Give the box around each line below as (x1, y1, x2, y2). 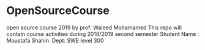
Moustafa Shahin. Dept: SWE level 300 (6, 37, 104, 44)
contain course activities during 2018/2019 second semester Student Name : (6, 30, 199, 37)
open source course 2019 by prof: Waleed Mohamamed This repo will (6, 24, 182, 31)
